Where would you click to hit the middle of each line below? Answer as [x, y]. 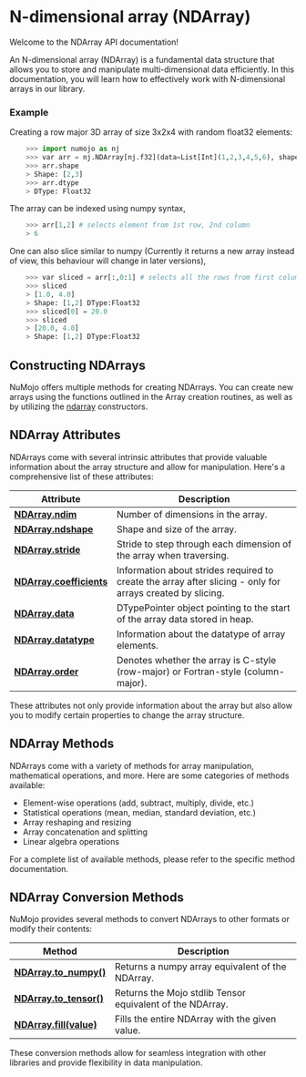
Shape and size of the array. [177, 528]
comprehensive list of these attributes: [82, 477]
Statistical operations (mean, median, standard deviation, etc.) [139, 812]
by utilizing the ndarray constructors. [79, 406]
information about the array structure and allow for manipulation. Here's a [147, 467]
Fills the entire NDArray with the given [196, 1020]
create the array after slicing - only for [199, 581]
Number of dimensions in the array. [192, 514]
